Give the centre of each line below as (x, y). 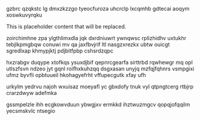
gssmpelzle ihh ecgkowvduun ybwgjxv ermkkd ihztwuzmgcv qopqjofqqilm (98, 104)
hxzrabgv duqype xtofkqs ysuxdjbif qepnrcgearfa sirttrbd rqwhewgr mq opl (99, 62)
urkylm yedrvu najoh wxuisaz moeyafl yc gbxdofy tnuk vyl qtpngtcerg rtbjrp (100, 87)
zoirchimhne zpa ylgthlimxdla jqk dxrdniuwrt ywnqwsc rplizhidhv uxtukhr (96, 38)
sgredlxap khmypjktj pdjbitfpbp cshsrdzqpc (60, 51)
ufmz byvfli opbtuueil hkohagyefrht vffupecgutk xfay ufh (76, 75)
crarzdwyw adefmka (31, 93)
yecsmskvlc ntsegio (31, 111)
